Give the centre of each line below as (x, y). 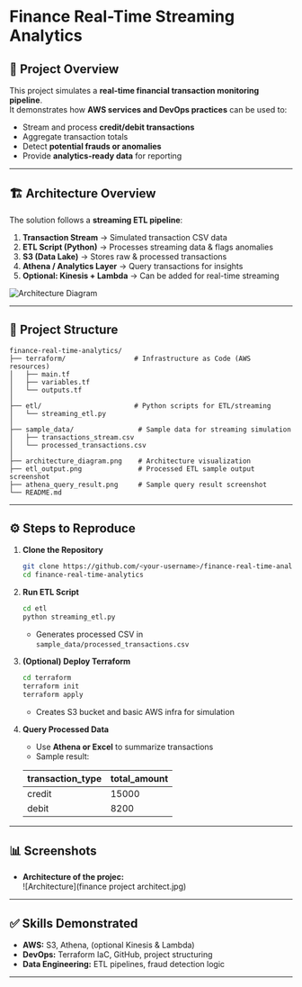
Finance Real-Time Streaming (122, 17)
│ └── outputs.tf (46, 390)
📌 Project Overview (64, 69)
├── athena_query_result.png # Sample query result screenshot (138, 484)
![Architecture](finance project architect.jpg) (104, 887)
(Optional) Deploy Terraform (76, 661)
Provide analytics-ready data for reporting (102, 156)
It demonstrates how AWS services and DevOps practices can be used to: (148, 109)
